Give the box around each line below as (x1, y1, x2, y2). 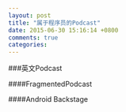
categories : (8, 41, 48, 49)
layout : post (8, 11, 52, 20)
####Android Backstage (8, 95, 89, 104)
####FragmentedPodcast (8, 80, 93, 89)
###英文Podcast (8, 64, 63, 73)
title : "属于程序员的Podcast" (8, 19, 101, 27)
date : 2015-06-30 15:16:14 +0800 (8, 26, 119, 34)
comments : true (8, 33, 59, 42)
